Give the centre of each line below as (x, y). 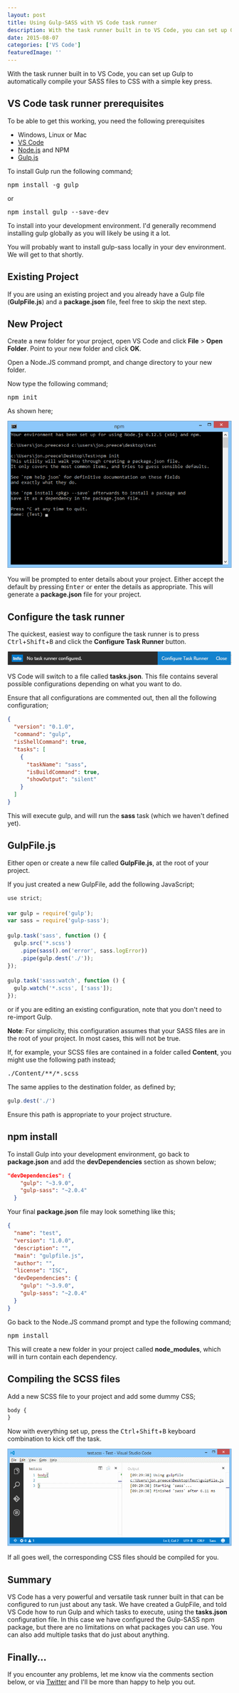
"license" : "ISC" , (41, 1271)
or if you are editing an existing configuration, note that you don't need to (115, 1010)
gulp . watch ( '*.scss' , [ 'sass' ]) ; (63, 988)
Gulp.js (28, 157)
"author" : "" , (34, 1263)
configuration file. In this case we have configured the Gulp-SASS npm (111, 1620)
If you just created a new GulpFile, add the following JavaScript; (101, 884)
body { (17, 1410)
